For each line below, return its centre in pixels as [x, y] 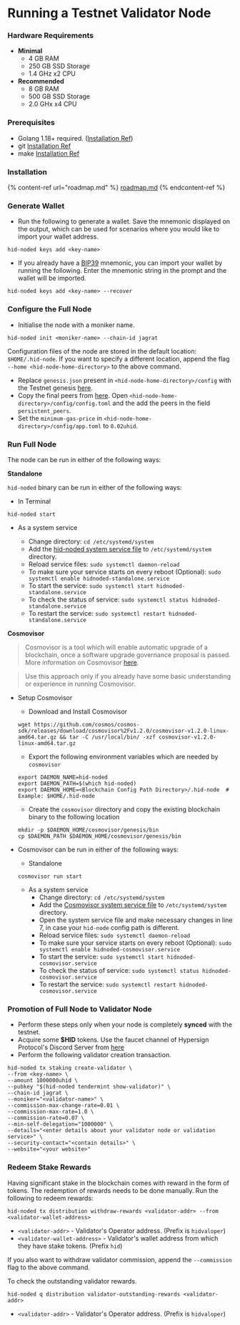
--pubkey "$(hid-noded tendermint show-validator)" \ [89, 1087]
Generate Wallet [36, 206]
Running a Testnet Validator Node [109, 13]
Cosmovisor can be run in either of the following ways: [98, 849]
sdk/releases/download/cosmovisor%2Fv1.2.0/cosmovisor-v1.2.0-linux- [124, 731]
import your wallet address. [58, 236]
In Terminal [34, 501]
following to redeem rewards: [51, 1198]
